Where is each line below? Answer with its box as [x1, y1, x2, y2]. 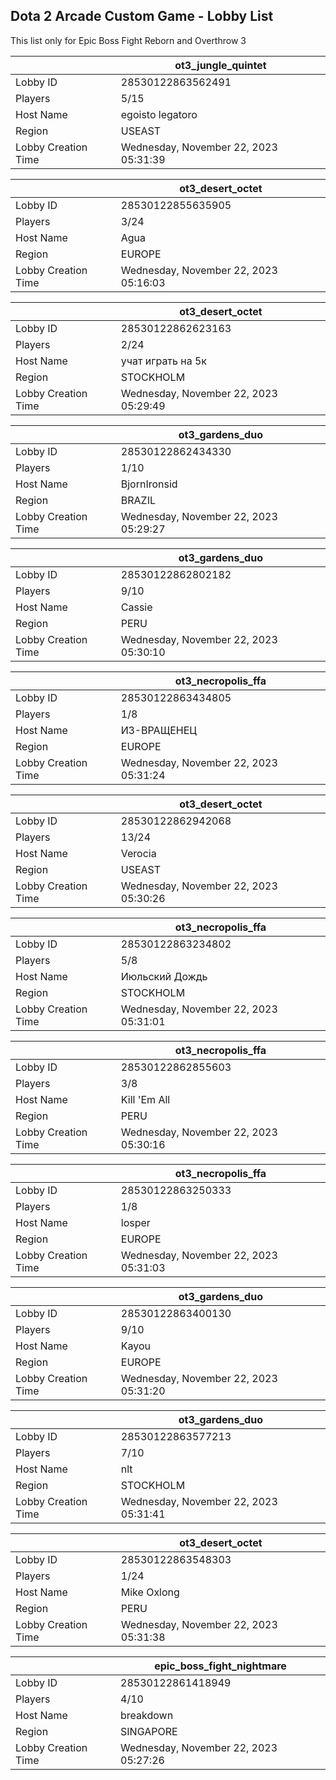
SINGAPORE [120, 1724, 178, 1738]
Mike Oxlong [120, 1585, 180, 1599]
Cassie [120, 600, 153, 614]
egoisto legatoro [120, 107, 198, 121]
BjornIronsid [120, 477, 178, 491]
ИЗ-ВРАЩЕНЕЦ [120, 723, 197, 737]
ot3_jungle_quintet [174, 58, 267, 72]
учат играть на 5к [120, 354, 208, 368]
